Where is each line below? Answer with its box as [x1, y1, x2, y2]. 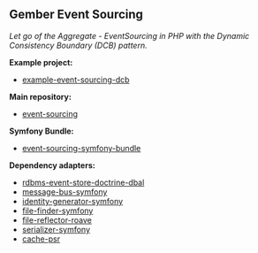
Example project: [9, 57, 73, 67]
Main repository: [9, 91, 72, 102]
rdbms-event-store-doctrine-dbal [21, 177, 145, 188]
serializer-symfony [21, 224, 91, 234]
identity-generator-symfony [21, 195, 124, 206]
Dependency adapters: [9, 159, 95, 171]
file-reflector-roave [21, 214, 93, 225]
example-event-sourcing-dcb [21, 74, 130, 85]
